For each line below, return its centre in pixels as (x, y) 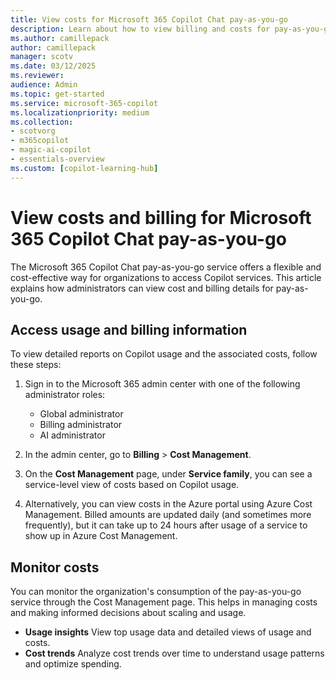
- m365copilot (40, 141)
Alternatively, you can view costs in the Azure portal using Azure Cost (168, 504)
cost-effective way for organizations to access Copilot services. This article (166, 277)
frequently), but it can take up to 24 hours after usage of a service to (166, 525)
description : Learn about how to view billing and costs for (140, 29)
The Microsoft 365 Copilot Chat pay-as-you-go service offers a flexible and (166, 267)
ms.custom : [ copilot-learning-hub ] (84, 168)
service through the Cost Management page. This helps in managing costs (164, 602)
